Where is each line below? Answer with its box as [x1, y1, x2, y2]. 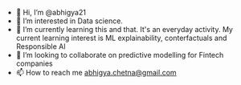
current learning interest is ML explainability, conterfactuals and [15, 33, 227, 42]
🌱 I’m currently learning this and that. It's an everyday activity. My [15, 25, 233, 34]
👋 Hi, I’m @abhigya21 [15, 8, 87, 17]
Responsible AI [15, 42, 66, 51]
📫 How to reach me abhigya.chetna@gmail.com [15, 68, 177, 77]
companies [15, 59, 54, 68]
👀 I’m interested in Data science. [15, 16, 123, 26]
